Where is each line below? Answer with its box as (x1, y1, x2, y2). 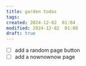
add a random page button (14, 47, 80, 54)
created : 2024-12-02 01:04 (6, 19, 76, 25)
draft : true (6, 31, 36, 37)
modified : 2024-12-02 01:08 (6, 25, 78, 31)
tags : (6, 14, 20, 20)
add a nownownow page (14, 54, 75, 61)
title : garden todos (6, 8, 58, 15)
